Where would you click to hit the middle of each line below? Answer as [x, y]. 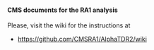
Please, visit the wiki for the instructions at [69, 25]
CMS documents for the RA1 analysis [63, 10]
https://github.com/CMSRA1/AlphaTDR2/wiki [82, 39]
